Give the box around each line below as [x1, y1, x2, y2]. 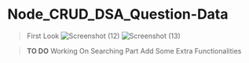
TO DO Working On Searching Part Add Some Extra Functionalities [26, 46, 242, 55]
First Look [26, 31, 60, 40]
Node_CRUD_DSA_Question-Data [7, 5, 229, 23]
